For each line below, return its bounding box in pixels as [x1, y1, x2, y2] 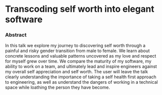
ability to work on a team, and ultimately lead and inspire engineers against [5, 63, 157, 69]
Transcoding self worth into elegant [5, 3, 155, 15]
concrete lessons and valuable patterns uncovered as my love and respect [5, 53, 157, 59]
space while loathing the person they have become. [5, 85, 110, 91]
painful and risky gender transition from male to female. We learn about [5, 48, 150, 54]
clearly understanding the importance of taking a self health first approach [5, 74, 157, 80]
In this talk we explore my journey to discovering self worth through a [5, 43, 146, 49]
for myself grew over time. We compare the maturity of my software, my [5, 58, 152, 64]
